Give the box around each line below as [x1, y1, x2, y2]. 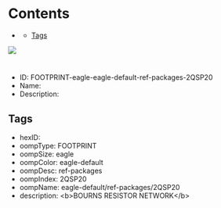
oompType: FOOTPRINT [19, 141, 97, 150]
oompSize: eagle [19, 149, 74, 159]
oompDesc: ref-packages [19, 166, 103, 175]
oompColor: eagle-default [19, 157, 103, 167]
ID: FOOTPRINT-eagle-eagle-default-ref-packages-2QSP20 [19, 73, 213, 82]
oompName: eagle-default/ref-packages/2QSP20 [19, 182, 180, 192]
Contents [8, 5, 71, 23]
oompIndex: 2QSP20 [19, 174, 88, 184]
